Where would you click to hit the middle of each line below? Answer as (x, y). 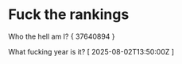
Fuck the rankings (69, 15)
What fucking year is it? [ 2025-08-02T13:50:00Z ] (91, 51)
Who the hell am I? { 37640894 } (62, 36)
